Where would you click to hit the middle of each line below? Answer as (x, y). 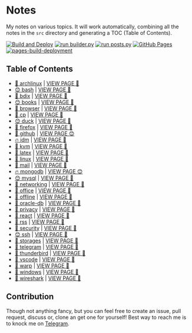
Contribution (30, 297)
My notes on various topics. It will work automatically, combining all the (92, 27)
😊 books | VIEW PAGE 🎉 (44, 102)
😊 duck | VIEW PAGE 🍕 (43, 121)
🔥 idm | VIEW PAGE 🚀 (40, 140)
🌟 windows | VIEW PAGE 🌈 (47, 272)
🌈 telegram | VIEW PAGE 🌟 (47, 247)
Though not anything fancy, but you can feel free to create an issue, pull (94, 311)
